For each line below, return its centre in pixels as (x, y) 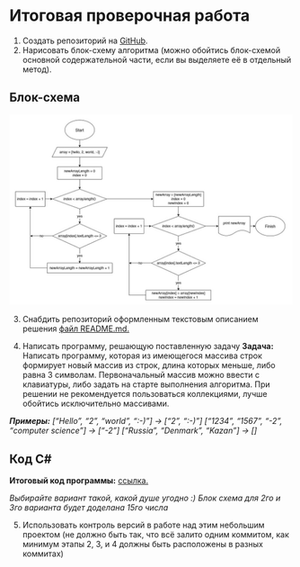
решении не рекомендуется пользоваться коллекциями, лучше (145, 394)
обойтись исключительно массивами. (96, 404)
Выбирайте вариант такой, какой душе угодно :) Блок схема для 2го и (145, 498)
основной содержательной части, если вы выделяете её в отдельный (157, 59)
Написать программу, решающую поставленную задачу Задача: (148, 346)
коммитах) (43, 553)
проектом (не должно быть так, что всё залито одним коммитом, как (156, 535)
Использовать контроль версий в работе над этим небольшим (143, 525)
